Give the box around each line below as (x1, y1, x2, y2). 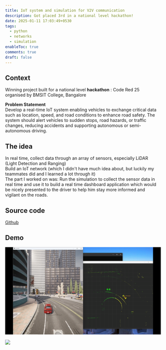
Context (5, 74, 31, 82)
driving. (31, 128, 47, 134)
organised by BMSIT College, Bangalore (5, 92, 86, 98)
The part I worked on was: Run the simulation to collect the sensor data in (5, 176, 155, 182)
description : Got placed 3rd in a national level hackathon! (5, 13, 134, 18)
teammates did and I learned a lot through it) (5, 171, 96, 177)
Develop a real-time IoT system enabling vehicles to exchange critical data (5, 107, 157, 113)
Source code (5, 206, 45, 215)
